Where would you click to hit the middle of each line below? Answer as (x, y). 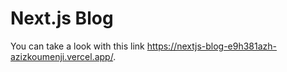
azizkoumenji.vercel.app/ (62, 56)
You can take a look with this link (77, 46)
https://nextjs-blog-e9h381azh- (212, 46)
